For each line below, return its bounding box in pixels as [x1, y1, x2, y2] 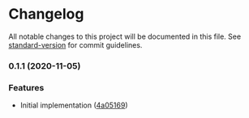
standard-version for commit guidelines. [8, 40, 143, 49]
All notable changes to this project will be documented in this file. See [8, 32, 242, 41]
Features [8, 82, 45, 93]
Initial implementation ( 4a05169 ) [19, 100, 128, 110]
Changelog [8, 5, 84, 23]
